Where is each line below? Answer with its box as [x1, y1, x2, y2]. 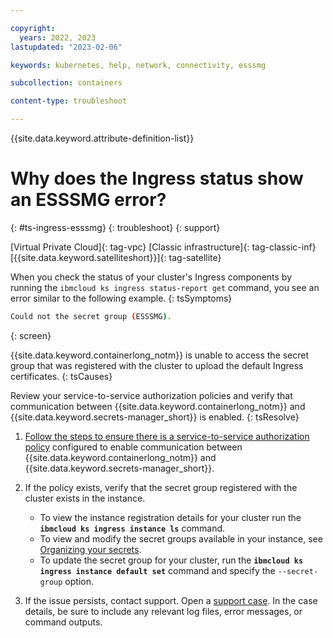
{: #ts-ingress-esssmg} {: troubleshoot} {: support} [10, 221, 221, 233]
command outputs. [24, 616, 103, 628]
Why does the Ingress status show [10, 167, 304, 190]
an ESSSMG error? [10, 189, 167, 211]
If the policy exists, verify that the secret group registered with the [24, 481, 298, 493]
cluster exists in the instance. [24, 492, 146, 504]
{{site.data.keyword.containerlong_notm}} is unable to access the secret [10, 349, 310, 361]
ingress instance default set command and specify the [39, 564, 276, 576]
